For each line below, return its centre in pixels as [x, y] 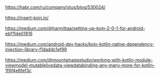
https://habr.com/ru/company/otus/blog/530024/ [55, 7]
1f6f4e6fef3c [18, 71]
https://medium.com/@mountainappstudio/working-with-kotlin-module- [79, 60]
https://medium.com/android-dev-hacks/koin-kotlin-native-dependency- [80, 44]
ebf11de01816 [19, 34]
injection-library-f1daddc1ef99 [36, 49]
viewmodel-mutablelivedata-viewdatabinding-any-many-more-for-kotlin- [80, 65]
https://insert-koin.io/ [27, 18]
